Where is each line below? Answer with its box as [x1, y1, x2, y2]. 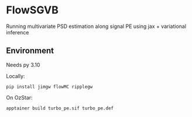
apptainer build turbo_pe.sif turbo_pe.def [6, 105, 114, 111]
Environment [6, 46, 54, 56]
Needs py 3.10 [6, 61, 40, 68]
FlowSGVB [6, 3, 59, 17]
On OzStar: [6, 94, 33, 101]
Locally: [6, 72, 25, 79]
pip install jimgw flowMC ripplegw [6, 84, 93, 90]
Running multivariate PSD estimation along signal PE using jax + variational [6, 23, 186, 30]
